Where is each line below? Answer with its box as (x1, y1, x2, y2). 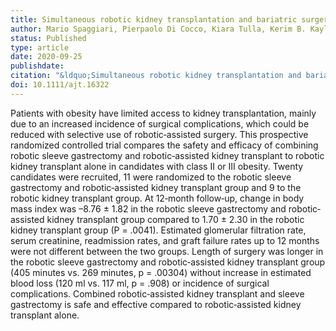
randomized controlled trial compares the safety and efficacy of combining (10, 139, 319, 151)
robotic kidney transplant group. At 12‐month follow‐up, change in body (10, 192, 305, 204)
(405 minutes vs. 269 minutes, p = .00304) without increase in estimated (10, 266, 312, 278)
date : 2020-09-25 (10, 52, 83, 62)
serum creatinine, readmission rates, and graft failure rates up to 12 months (10, 234, 320, 246)
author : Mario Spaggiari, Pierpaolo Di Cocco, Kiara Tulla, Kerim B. (10, 24, 307, 34)
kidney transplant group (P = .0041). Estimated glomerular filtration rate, (10, 224, 307, 236)
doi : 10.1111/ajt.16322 (10, 80, 110, 90)
